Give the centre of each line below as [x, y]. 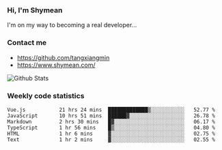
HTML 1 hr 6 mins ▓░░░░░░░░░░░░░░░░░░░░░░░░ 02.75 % [111, 134]
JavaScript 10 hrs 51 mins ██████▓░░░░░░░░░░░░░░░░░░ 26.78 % [111, 116]
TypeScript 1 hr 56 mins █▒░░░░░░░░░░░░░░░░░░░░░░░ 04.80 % [111, 127]
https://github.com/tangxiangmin [63, 57]
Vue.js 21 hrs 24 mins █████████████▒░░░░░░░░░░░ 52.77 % [111, 110]
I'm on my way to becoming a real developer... [72, 25]
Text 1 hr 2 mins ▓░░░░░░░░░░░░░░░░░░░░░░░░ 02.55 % [111, 139]
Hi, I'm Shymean [35, 10]
